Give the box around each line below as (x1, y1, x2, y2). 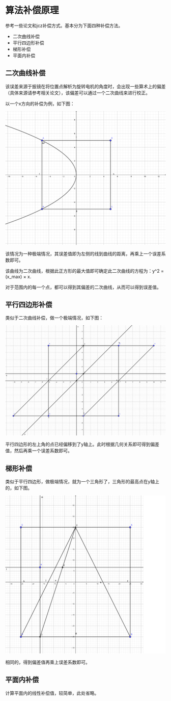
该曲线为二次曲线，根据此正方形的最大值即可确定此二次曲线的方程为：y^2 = (5, 268, 164, 274)
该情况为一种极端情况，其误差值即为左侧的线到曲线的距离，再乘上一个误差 (5, 250, 161, 256)
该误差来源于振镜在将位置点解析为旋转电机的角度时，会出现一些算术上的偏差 (5, 83, 166, 89)
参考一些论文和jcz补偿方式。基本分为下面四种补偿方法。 (5, 22, 123, 29)
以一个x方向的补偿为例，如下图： (5, 100, 75, 107)
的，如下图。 (5, 485, 32, 491)
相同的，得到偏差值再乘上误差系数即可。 (5, 659, 90, 665)
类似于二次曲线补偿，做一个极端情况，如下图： (5, 315, 103, 321)
